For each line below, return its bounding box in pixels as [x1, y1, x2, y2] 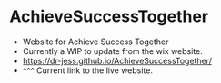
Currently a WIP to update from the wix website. [22, 45, 203, 56]
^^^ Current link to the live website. [22, 65, 153, 76]
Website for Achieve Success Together [22, 36, 169, 47]
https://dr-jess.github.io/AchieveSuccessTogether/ [22, 55, 212, 66]
